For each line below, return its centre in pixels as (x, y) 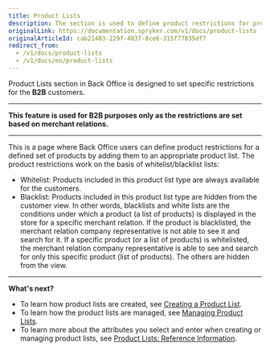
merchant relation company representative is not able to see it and (130, 231)
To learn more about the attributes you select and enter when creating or (140, 329)
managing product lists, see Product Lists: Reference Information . (129, 338)
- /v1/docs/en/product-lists (64, 61)
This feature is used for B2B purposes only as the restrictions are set (125, 115)
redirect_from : (34, 46)
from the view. (44, 265)
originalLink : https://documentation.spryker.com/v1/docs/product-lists (133, 31)
